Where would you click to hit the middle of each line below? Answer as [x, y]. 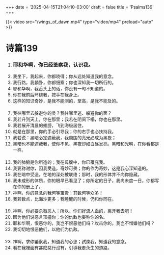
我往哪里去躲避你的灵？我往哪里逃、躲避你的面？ [62, 113]
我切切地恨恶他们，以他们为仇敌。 [47, 229]
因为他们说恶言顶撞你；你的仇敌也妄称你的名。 [60, 217]
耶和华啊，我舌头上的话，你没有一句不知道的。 [60, 89]
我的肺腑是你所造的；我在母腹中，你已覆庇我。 [60, 162]
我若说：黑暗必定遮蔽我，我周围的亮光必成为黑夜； [64, 138]
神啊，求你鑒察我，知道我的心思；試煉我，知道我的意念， [71, 241]
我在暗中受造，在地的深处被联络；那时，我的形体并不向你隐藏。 [77, 174]
